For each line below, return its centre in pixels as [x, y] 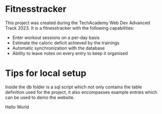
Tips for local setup [46, 73]
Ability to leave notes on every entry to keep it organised [70, 53]
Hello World [17, 107]
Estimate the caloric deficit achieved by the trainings [66, 42]
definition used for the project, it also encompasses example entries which [81, 92]
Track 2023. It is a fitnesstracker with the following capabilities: [70, 28]
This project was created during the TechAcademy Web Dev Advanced [78, 23]
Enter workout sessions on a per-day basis [56, 38]
